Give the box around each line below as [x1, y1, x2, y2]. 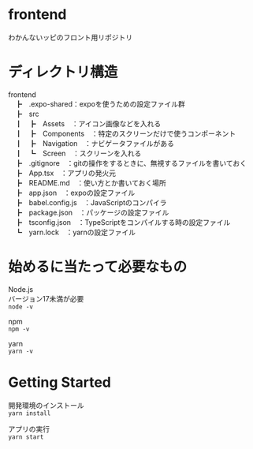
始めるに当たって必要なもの [8, 258, 188, 276]
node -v [8, 302, 34, 311]
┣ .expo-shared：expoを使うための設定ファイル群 [14, 99, 185, 108]
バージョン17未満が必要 [8, 294, 84, 303]
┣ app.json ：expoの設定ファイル [14, 188, 136, 197]
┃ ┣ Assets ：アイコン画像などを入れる [14, 118, 162, 128]
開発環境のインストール [8, 400, 84, 410]
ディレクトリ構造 [8, 63, 118, 81]
